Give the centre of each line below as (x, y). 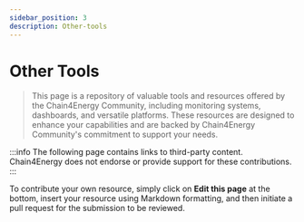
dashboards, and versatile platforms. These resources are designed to (163, 115)
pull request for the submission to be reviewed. (98, 208)
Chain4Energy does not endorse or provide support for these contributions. (151, 162)
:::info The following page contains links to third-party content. (126, 152)
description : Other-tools (58, 26)
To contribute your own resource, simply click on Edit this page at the (140, 189)
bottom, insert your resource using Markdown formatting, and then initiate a (151, 198)
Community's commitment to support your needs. (125, 135)
